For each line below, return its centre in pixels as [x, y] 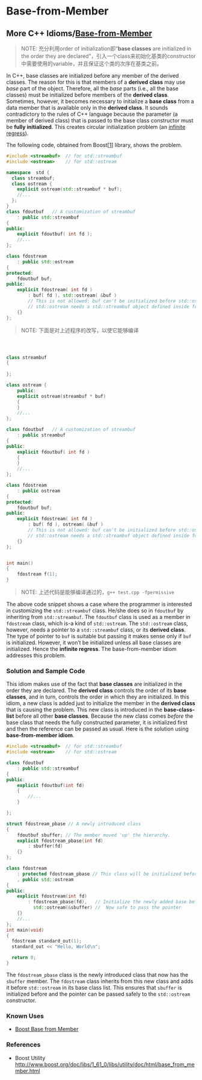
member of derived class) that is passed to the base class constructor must [100, 121]
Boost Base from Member [47, 1029]
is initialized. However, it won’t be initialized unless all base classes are [94, 642]
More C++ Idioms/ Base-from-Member [79, 33]
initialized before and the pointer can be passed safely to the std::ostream [98, 994]
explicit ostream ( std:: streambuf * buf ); [69, 189]
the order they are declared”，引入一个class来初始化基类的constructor [108, 56]
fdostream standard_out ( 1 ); [47, 941]
